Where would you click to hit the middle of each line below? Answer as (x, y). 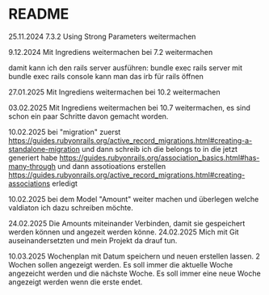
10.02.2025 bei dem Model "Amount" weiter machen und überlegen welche (134, 199)
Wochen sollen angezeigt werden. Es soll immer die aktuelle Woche (121, 264)
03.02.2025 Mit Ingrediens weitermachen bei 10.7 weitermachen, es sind (129, 107)
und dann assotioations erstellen (112, 166)
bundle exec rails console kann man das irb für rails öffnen (106, 76)
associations (29, 183)
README (39, 14)
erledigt (65, 183)
